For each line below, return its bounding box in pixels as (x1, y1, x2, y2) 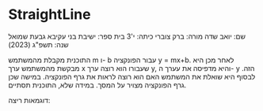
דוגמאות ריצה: (8, 95, 51, 105)
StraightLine (8, 6, 91, 24)
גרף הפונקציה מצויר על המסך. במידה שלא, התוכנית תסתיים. (8, 80, 187, 90)
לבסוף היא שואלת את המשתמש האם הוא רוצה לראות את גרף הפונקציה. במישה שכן (8, 72, 256, 81)
